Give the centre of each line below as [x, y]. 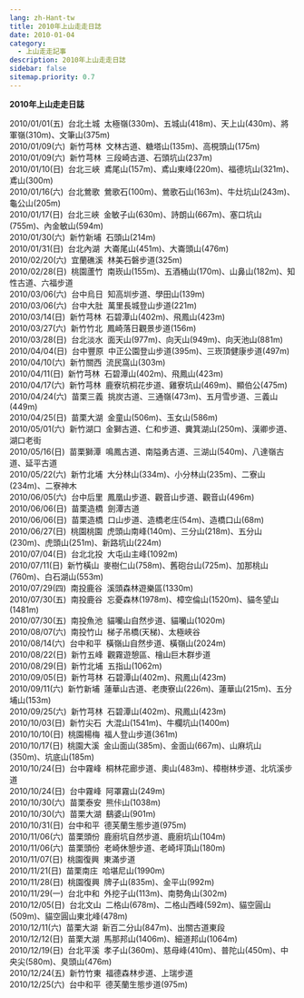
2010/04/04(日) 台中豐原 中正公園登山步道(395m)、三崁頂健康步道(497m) [150, 350]
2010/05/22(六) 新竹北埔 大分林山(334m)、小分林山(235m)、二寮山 [137, 474]
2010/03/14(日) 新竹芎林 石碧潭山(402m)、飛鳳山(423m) [117, 317]
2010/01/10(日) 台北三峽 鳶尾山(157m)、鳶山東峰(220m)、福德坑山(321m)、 [152, 168]
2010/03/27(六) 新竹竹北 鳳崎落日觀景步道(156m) [103, 328]
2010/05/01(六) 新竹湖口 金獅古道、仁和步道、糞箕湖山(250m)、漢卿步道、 [151, 428]
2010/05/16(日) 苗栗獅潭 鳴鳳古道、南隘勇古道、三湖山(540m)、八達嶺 [143, 451]
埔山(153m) [30, 700]
